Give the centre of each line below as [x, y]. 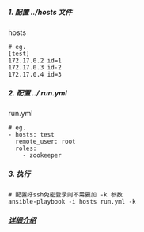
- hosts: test [32, 134]
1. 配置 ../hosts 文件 [40, 12]
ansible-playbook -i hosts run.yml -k [72, 201]
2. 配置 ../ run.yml [38, 93]
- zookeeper [42, 155]
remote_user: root [46, 141]
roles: [26, 148]
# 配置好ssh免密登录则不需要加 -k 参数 [65, 195]
